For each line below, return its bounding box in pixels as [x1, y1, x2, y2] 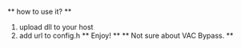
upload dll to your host [18, 22, 94, 31]
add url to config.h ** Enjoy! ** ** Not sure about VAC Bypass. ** [18, 31, 234, 40]
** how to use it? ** [7, 7, 72, 16]
